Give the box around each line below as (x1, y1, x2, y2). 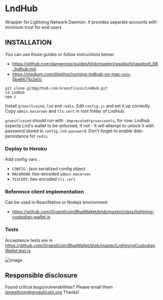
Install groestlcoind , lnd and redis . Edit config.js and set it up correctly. (5, 103, 151, 109)
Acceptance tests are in (5, 237, 53, 243)
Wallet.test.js (5, 247, 31, 254)
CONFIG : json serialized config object (12, 166, 86, 172)
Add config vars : (5, 157, 40, 162)
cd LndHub (5, 90, 25, 95)
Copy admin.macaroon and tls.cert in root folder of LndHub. (5, 108, 126, 114)
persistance (5, 133, 29, 139)
